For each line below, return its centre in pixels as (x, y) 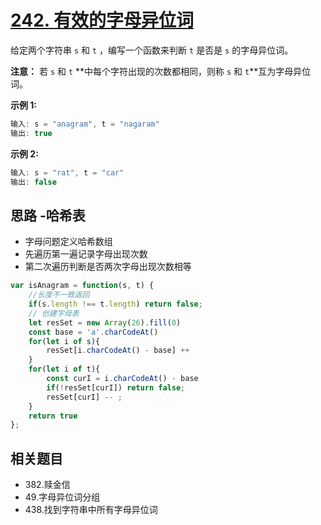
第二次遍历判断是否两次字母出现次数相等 (108, 267)
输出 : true (31, 133)
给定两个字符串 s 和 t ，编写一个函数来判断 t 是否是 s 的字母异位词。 (152, 50)
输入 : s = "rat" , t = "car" (67, 172)
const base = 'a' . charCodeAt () (93, 332)
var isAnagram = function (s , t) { (82, 286)
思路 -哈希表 (48, 215)
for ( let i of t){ (64, 369)
